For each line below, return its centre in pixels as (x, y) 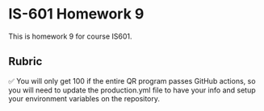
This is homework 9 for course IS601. (70, 36)
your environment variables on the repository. (84, 98)
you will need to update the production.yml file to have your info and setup (132, 90)
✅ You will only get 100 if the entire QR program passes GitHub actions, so (132, 80)
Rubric (25, 62)
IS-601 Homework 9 (76, 14)
